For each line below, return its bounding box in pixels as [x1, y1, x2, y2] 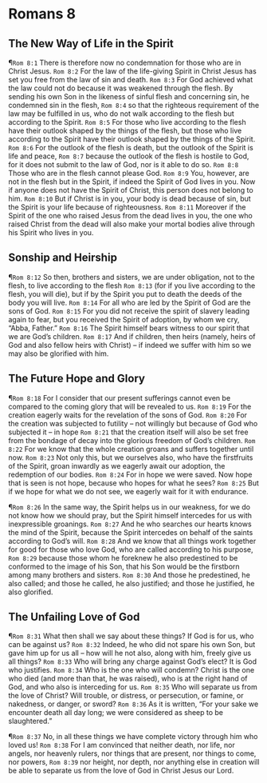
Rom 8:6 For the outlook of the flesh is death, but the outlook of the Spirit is [8, 143, 253, 152]
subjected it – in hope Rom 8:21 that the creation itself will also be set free [8, 427, 249, 437]
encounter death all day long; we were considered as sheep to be [8, 708, 224, 717]
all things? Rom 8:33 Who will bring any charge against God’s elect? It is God [8, 657, 257, 666]
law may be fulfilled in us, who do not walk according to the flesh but [8, 109, 235, 118]
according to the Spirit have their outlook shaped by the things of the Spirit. [8, 134, 256, 144]
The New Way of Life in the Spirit [8, 37, 174, 50]
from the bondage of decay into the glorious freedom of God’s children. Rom [8, 435, 256, 445]
